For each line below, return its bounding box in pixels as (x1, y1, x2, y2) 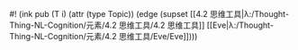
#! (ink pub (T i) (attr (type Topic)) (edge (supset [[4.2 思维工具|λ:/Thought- (9, 9, 290, 19)
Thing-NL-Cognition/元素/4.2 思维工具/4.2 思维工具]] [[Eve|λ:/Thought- (9, 20, 275, 30)
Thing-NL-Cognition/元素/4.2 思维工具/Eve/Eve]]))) (9, 31, 198, 41)
